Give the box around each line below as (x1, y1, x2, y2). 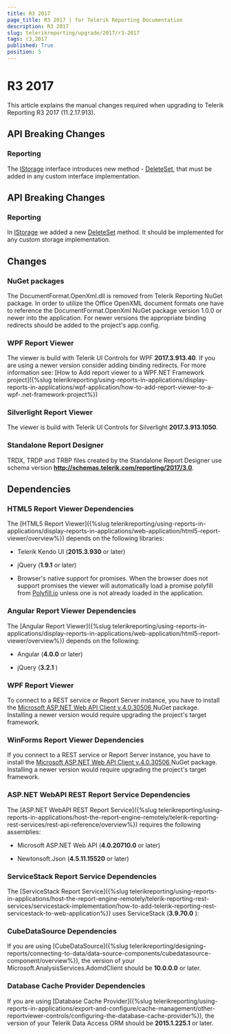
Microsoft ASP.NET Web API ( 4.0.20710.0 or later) (16, 841, 161, 849)
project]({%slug (7, 376, 52, 384)
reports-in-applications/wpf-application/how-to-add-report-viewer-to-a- (7, 383, 214, 391)
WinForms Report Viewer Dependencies (7, 735, 144, 745)
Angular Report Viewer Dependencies (7, 606, 137, 616)
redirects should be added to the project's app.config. (7, 321, 160, 329)
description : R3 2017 (7, 23, 69, 30)
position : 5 (7, 49, 41, 56)
